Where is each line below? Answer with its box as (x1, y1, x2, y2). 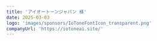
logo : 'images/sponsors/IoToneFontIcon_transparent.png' (6, 20, 152, 26)
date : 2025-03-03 (6, 14, 50, 20)
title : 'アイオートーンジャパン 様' (6, 8, 87, 15)
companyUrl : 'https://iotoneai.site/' (6, 25, 103, 32)
